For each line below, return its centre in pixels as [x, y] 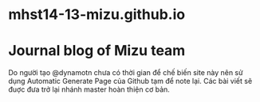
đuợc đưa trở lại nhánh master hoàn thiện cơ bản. [89, 89]
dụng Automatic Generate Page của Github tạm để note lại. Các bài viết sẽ [130, 81]
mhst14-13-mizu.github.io [97, 15]
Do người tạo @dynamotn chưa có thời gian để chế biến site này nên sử [126, 73]
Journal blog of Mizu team [97, 51]
